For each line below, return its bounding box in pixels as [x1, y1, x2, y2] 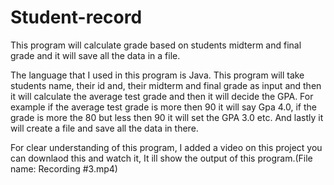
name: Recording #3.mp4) [10, 162, 118, 175]
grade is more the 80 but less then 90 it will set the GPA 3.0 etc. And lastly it [10, 111, 324, 123]
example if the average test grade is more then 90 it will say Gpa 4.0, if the [10, 101, 317, 113]
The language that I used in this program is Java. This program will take [10, 69, 305, 81]
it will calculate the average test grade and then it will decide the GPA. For [10, 90, 314, 102]
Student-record [10, 6, 143, 29]
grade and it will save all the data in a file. [10, 49, 181, 61]
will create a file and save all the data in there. [10, 122, 199, 134]
